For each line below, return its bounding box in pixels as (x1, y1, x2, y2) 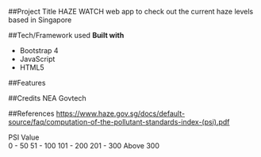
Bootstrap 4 (19, 46, 59, 55)
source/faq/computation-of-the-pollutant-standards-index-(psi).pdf (8, 117, 230, 126)
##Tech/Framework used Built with (8, 31, 125, 40)
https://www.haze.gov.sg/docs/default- (56, 109, 185, 118)
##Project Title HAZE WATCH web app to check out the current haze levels (8, 7, 254, 16)
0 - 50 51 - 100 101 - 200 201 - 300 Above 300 (8, 141, 160, 150)
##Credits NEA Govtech (8, 94, 86, 102)
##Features (8, 78, 46, 87)
